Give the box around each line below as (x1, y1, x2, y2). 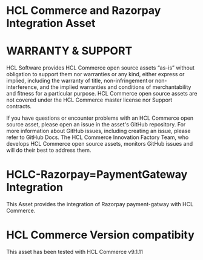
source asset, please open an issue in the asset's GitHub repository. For (6, 121, 186, 128)
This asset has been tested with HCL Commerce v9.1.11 (6, 249, 144, 255)
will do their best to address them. (6, 146, 92, 154)
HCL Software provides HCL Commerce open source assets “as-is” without (6, 64, 195, 71)
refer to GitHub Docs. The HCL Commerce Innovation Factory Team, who (6, 134, 189, 141)
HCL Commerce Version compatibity (6, 228, 195, 242)
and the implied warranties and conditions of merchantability (39, 83, 191, 91)
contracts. (6, 103, 32, 110)
